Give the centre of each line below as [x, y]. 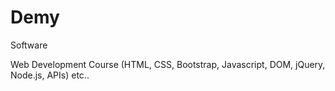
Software [29, 45]
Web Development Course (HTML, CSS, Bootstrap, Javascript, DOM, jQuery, [168, 64]
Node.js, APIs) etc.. [50, 75]
